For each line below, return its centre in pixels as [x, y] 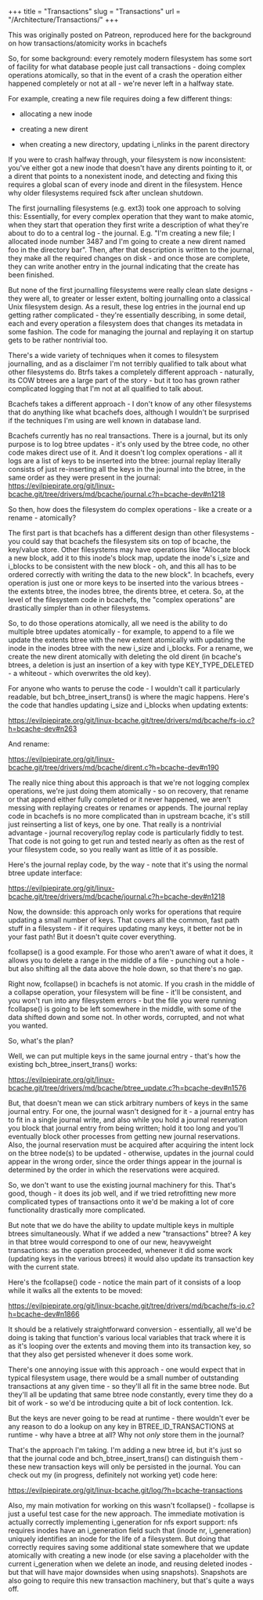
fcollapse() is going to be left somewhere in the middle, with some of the [125, 1009]
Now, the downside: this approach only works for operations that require [125, 911]
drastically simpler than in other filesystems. [79, 608]
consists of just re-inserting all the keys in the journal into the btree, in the [127, 469]
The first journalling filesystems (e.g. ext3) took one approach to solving [124, 208]
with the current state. [44, 1267]
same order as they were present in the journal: [85, 477]
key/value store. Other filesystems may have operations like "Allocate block [129, 550]
